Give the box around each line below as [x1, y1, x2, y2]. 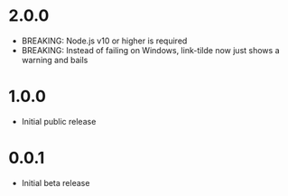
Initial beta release [21, 177, 90, 188]
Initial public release [21, 116, 97, 126]
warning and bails [21, 54, 88, 65]
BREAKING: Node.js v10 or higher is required [21, 35, 188, 46]
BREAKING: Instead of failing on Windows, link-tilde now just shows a [21, 44, 281, 55]
